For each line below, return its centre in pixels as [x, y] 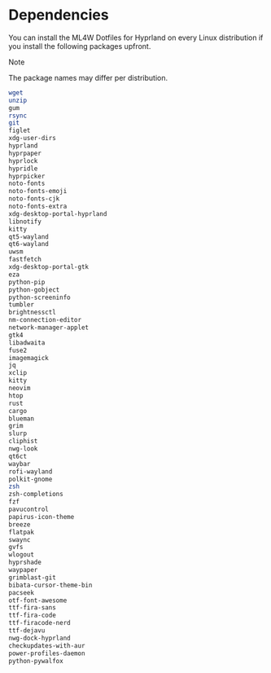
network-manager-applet [49, 328]
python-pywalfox [36, 661]
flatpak [22, 532]
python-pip [27, 282]
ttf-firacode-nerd [39, 623]
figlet [20, 131]
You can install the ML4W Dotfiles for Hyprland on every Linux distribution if [136, 37]
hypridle [23, 169]
